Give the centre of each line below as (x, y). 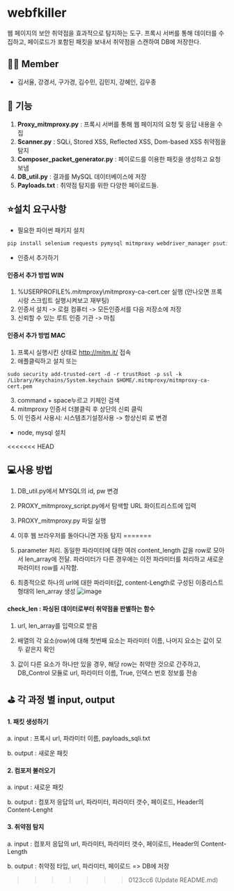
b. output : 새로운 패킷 (38, 753)
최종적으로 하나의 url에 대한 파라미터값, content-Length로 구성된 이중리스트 (120, 583)
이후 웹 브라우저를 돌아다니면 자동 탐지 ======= (84, 536)
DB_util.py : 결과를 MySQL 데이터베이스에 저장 (82, 177)
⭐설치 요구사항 (37, 209)
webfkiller (37, 13)
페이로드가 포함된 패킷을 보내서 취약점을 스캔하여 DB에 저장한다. (115, 42)
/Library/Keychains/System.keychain (60, 380)
